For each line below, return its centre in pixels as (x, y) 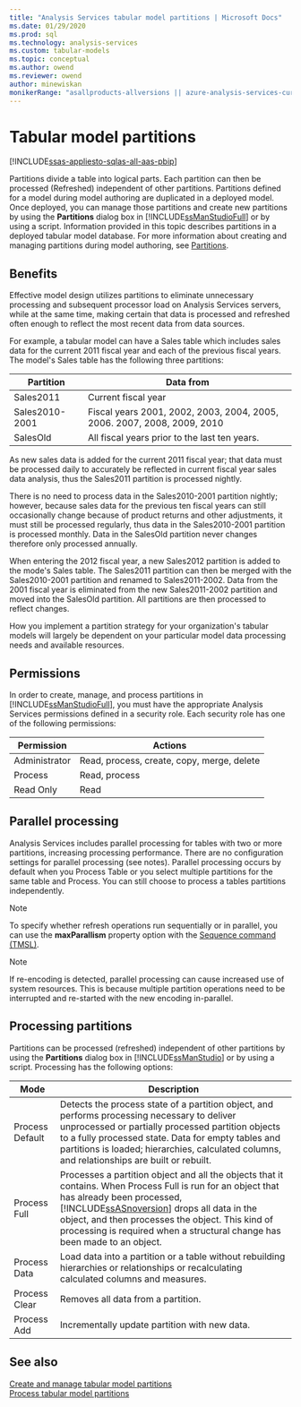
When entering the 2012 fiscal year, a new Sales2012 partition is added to (145, 562)
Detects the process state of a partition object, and (167, 1104)
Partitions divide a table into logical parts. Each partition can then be (135, 179)
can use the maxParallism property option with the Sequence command (142, 935)
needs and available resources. (67, 645)
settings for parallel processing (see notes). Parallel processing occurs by (146, 862)
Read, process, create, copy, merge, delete (170, 760)
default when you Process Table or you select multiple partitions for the (141, 871)
